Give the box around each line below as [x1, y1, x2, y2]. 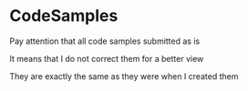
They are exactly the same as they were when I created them [9, 70, 239, 82]
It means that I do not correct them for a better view [9, 53, 204, 64]
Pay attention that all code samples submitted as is [9, 35, 201, 46]
